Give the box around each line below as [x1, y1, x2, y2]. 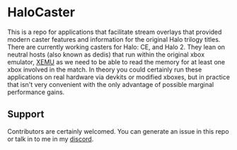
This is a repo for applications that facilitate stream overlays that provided [7, 28, 222, 36]
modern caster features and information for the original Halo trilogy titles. [7, 35, 221, 43]
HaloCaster [7, 4, 76, 21]
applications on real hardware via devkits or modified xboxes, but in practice [7, 72, 230, 81]
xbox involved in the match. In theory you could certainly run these [7, 65, 202, 74]
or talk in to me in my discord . [7, 134, 94, 143]
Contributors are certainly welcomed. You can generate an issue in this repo [7, 127, 229, 135]
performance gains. [7, 88, 65, 96]
